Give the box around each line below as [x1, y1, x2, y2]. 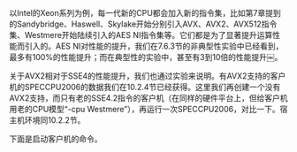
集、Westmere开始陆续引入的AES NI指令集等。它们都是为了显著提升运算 [9, 30, 273, 40]
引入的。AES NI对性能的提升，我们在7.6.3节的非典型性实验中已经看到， [24, 41, 284, 51]
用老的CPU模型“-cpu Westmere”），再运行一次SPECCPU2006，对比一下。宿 [9, 104, 288, 114]
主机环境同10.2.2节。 [9, 115, 86, 125]
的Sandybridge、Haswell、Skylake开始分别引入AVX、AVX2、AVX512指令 [9, 19, 278, 29]
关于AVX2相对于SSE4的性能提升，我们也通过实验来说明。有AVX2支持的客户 [9, 71, 286, 81]
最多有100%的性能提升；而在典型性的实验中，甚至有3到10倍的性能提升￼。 [9, 52, 283, 62]
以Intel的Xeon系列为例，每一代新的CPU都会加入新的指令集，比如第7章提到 [9, 8, 281, 18]
